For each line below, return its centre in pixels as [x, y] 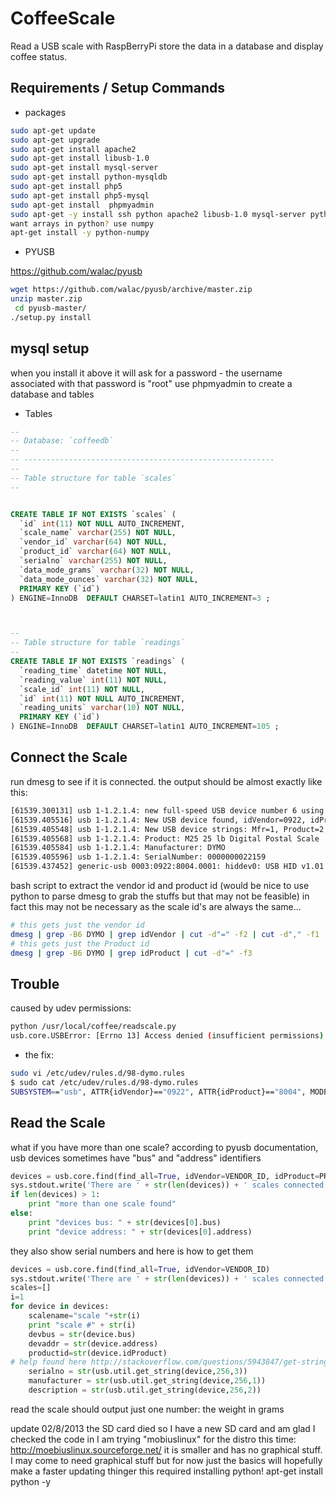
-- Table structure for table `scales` [93, 478]
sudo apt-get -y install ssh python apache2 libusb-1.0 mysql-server [158, 214]
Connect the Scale [69, 757]
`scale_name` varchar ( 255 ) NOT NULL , [98, 533]
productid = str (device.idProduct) [98, 1353]
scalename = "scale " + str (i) [84, 1316]
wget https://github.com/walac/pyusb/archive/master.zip [131, 290]
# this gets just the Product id [80, 943]
